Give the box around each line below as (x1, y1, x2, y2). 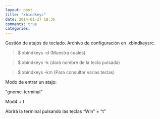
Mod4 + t (5, 99, 25, 105)
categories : (5, 26, 30, 31)
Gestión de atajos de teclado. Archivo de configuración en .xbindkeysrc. (5, 40, 155, 46)
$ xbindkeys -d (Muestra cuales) (17, 50, 86, 56)
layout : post (5, 7, 33, 13)
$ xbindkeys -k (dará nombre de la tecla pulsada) (17, 59, 120, 66)
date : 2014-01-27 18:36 (5, 17, 56, 22)
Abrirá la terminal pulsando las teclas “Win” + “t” (5, 108, 106, 114)
